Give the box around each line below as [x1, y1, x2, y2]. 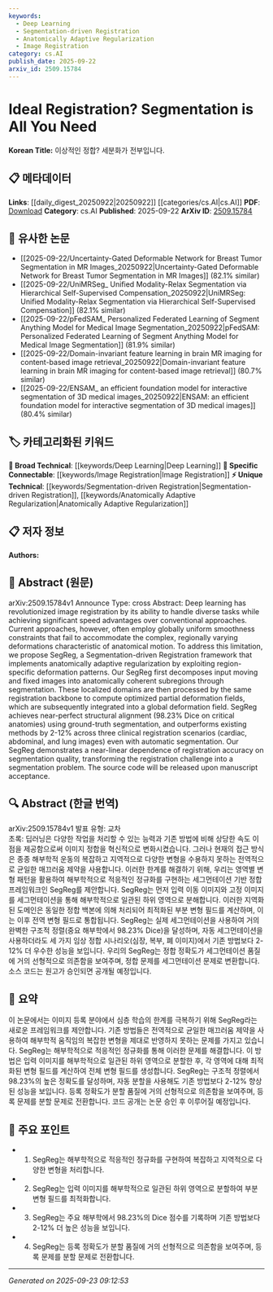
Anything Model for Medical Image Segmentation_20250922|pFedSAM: [19, 323, 260, 332]
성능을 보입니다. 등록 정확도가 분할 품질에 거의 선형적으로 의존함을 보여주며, [16, 1087, 256, 1096]
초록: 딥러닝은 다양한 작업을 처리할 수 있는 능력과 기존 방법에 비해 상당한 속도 [8, 833, 251, 843]
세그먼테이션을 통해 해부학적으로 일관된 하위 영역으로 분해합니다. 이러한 [16, 894, 243, 904]
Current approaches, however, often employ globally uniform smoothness [8, 624, 255, 634]
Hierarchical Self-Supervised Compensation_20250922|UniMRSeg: [19, 288, 246, 298]
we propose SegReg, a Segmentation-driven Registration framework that [8, 649, 253, 660]
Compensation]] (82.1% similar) [19, 305, 126, 315]
